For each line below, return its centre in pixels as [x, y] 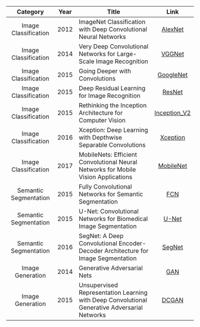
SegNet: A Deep [101, 236]
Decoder [90, 251]
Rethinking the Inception [112, 105]
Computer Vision [102, 120]
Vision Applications [105, 177]
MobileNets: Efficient [108, 155]
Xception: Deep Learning [113, 130]
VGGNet [173, 54]
